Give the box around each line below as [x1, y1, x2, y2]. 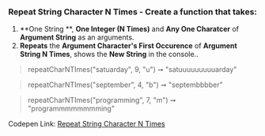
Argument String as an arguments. [19, 32, 134, 42]
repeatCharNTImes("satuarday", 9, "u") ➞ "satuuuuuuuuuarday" [27, 65, 237, 74]
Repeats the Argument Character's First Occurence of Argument [19, 41, 237, 51]
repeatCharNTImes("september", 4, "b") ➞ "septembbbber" [27, 80, 223, 89]
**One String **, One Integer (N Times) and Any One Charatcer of [19, 25, 240, 34]
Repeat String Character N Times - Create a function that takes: [8, 6, 257, 17]
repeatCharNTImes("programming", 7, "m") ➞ [27, 96, 176, 105]
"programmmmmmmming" [27, 104, 115, 113]
